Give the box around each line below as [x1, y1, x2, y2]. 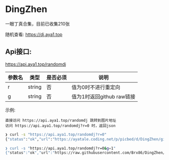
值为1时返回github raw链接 [71, 93, 136, 100]
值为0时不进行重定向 [71, 84, 121, 91]
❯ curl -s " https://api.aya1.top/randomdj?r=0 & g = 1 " [5, 145, 116, 151]
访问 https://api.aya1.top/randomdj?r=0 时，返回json [5, 123, 116, 128]
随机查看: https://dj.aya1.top [5, 31, 63, 37]
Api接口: [5, 48, 32, 56]
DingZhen [5, 4, 48, 15]
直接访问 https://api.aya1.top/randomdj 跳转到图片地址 [5, 118, 117, 123]
